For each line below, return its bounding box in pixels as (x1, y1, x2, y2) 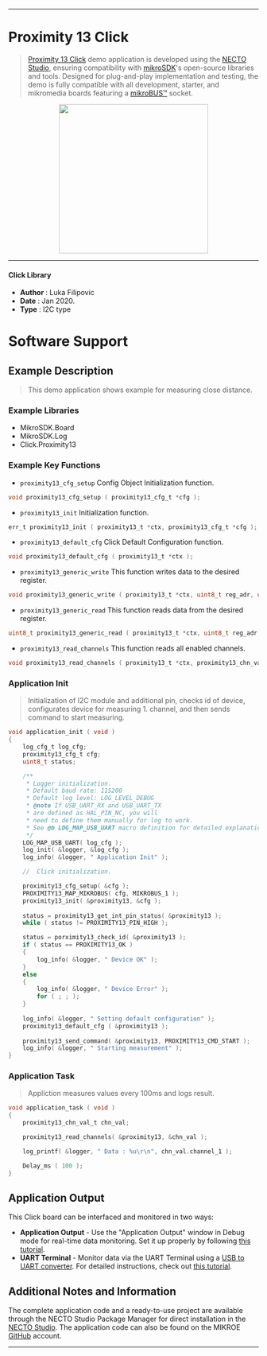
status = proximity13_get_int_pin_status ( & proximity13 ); (22, 911, 222, 919)
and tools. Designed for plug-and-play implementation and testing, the (27, 71, 259, 80)
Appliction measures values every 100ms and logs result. (27, 1089, 215, 1098)
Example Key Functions (8, 460, 101, 471)
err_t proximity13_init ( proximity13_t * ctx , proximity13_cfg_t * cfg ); (8, 523, 258, 531)
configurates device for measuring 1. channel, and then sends (27, 705, 230, 714)
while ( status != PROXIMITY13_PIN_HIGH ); (22, 919, 169, 927)
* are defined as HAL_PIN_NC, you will (25, 809, 158, 818)
